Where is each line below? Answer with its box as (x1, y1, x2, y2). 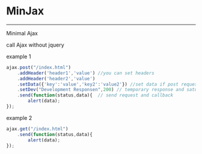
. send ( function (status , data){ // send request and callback (17, 92, 173, 98)
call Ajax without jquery (6, 41, 64, 49)
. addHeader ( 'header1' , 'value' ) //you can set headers (17, 70, 155, 76)
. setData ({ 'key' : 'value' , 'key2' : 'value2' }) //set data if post (17, 81, 179, 87)
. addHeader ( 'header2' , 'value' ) (17, 76, 96, 81)
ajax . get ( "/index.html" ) (6, 126, 69, 132)
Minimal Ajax (6, 29, 38, 37)
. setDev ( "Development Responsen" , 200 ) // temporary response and (17, 87, 185, 93)
